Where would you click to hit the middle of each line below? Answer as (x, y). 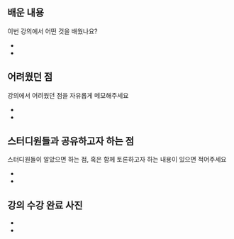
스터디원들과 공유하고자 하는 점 (71, 141)
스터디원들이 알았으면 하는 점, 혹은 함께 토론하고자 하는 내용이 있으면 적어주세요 (117, 160)
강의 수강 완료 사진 (45, 205)
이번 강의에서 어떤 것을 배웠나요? (52, 31)
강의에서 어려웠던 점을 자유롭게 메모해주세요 (68, 95)
